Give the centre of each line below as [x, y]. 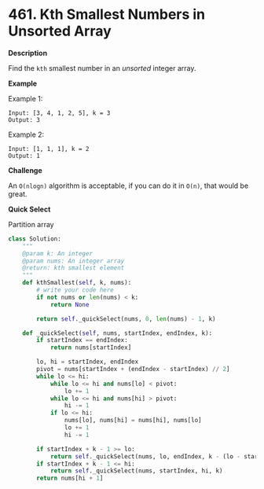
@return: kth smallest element [73, 268]
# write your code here [75, 290]
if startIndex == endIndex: [82, 340]
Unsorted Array [60, 31]
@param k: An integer [57, 253]
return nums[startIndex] [91, 347]
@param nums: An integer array [73, 261]
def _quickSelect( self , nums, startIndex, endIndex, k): [117, 333]
